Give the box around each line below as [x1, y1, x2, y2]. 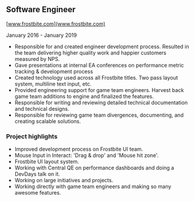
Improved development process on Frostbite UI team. [14, 146, 143, 153]
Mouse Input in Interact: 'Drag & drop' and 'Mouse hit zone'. [14, 152, 159, 159]
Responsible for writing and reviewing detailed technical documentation [14, 99, 188, 106]
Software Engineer [6, 5, 76, 15]
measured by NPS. [14, 55, 60, 62]
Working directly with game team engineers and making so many [14, 183, 172, 190]
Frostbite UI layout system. [14, 158, 80, 165]
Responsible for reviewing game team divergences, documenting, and [14, 111, 184, 118]
